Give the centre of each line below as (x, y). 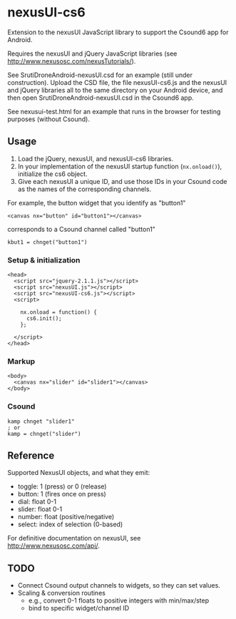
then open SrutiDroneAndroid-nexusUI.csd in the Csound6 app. (101, 98)
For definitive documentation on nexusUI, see (74, 538)
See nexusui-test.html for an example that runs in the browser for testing (114, 111)
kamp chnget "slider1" (41, 421)
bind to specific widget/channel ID (79, 608)
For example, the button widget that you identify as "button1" (97, 203)
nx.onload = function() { (59, 312)
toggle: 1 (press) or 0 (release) (62, 486)
